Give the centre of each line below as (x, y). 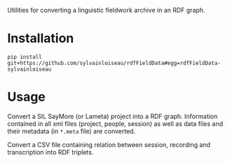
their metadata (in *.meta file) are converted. (71, 131)
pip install (25, 57)
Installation (41, 38)
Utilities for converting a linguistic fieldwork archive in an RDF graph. (106, 10)
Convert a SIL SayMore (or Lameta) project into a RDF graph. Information (113, 116)
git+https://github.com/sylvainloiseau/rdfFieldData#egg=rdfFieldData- (114, 63)
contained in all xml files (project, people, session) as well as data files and (115, 123)
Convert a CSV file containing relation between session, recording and (109, 144)
